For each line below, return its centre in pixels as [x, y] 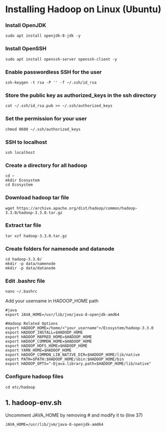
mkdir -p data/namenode [31, 264]
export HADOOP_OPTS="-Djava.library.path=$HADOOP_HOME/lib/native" [78, 364]
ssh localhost [20, 152]
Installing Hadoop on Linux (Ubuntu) [83, 9]
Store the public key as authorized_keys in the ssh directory [81, 95]
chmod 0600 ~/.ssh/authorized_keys [43, 129]
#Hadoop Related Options [32, 324]
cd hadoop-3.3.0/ [24, 259]
